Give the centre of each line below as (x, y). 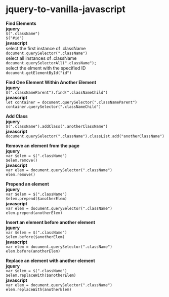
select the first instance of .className (46, 48)
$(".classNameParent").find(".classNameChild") (57, 92)
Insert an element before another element (51, 222)
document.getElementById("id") (39, 73)
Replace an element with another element (50, 261)
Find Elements (21, 23)
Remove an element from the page (43, 145)
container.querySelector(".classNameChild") (53, 107)
